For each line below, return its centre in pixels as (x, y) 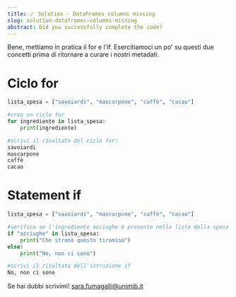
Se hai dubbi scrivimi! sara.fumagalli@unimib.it (75, 286)
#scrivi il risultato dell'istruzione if (69, 266)
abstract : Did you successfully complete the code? (85, 27)
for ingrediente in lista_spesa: (57, 122)
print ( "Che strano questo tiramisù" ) (76, 240)
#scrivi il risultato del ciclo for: (63, 141)
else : (15, 247)
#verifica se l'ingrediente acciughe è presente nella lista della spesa (118, 227)
